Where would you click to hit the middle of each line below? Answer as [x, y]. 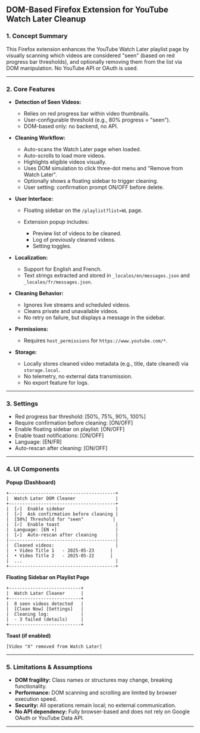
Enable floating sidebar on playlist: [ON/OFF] [70, 429]
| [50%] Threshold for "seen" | [61, 519]
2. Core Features [31, 89]
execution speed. [36, 698]
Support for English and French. [63, 269]
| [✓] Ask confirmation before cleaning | [62, 514]
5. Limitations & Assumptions [49, 667]
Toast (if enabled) [29, 635]
